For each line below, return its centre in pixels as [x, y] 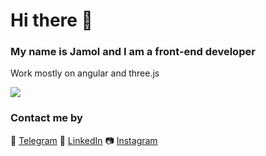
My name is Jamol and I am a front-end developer [133, 52]
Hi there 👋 [51, 20]
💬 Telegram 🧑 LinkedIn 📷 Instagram [84, 140]
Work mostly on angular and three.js [85, 73]
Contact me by [46, 118]
